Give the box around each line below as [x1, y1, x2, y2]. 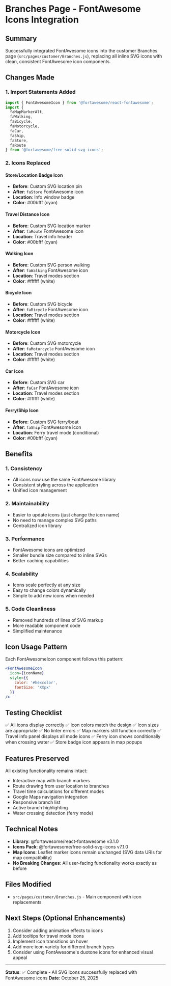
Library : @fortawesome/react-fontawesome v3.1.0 [12, 838, 119, 844]
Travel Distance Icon [5, 211, 50, 217]
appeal [12, 954, 27, 961]
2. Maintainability [5, 500, 49, 507]
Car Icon [5, 368, 24, 374]
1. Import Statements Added [5, 89, 76, 96]
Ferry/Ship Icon [5, 407, 39, 414]
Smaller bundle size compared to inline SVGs [12, 552, 107, 558]
